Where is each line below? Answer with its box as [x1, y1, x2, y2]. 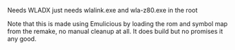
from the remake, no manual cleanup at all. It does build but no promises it [7, 27, 224, 35]
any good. [7, 35, 37, 43]
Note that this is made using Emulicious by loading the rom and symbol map [7, 20, 228, 27]
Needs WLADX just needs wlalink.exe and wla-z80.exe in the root [7, 6, 198, 14]
